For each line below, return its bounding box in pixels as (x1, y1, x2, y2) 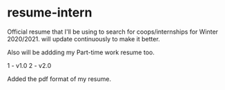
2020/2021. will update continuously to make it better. (7, 34, 160, 43)
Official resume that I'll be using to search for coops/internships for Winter (7, 27, 219, 36)
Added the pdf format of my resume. (7, 74, 112, 83)
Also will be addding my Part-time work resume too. (7, 48, 155, 56)
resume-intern (7, 5, 92, 21)
